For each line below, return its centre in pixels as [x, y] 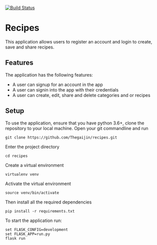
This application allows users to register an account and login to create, [79, 41]
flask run [15, 238]
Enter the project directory [32, 146]
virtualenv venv [22, 174]
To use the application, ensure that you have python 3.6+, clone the [75, 123]
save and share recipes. [30, 47]
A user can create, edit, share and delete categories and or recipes [81, 95]
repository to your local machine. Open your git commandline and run [77, 128]
